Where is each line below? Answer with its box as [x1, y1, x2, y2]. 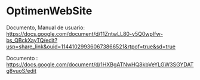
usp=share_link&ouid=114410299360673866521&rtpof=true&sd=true [6, 43, 176, 50]
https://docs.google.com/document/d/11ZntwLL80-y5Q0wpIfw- [6, 30, 163, 37]
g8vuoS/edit [6, 67, 37, 74]
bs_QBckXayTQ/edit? [6, 36, 58, 44]
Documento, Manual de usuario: [6, 24, 85, 31]
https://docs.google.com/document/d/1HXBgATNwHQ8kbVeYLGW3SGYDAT [6, 61, 194, 68]
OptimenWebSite [6, 4, 93, 18]
